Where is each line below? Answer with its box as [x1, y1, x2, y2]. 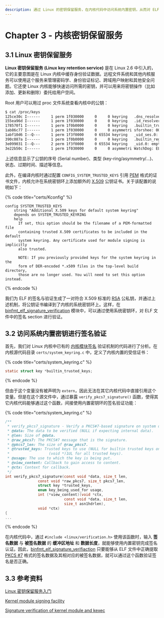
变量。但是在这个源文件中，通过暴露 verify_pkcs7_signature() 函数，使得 [5, 394, 154, 400]
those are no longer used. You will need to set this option [18, 272, 145, 277]
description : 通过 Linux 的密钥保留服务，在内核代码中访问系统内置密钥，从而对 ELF [5, 7, 160, 12]
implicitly [5, 242, 27, 247]
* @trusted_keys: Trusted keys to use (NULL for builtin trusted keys [7, 447, 154, 452]
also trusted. [18, 246, 47, 252]
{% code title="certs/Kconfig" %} [5, 194, 72, 200]
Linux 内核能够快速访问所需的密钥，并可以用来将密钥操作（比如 [27, 83, 155, 89]
